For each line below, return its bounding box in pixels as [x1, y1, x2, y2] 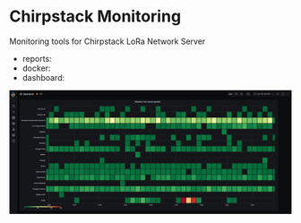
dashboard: [21, 72, 65, 82]
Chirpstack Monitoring [9, 6, 182, 27]
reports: [21, 53, 52, 64]
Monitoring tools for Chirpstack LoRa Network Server [9, 36, 206, 47]
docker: [21, 63, 51, 73]
